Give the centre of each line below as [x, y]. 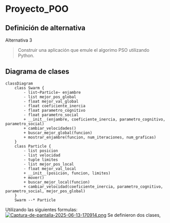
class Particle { [33, 146]
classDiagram [19, 83]
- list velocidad [42, 155]
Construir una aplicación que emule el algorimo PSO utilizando [83, 50]
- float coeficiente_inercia [55, 106]
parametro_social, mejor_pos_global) [45, 191]
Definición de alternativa [45, 28]
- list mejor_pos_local [49, 164]
